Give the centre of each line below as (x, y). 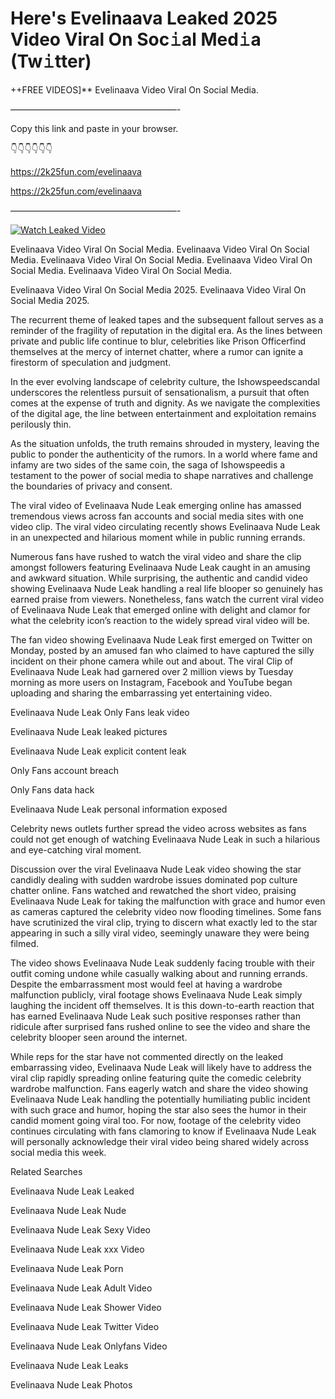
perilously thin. (41, 424)
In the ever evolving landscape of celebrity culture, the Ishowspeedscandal (165, 381)
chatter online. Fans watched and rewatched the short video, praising (153, 890)
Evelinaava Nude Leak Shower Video (86, 1307)
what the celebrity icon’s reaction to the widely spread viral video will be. (160, 620)
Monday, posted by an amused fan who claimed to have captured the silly (162, 650)
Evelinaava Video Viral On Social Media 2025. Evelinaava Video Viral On (158, 289)
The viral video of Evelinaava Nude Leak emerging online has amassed (156, 505)
